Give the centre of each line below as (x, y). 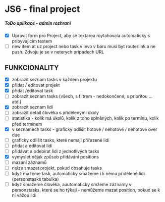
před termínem (27, 124)
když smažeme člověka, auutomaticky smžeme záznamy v (72, 185)
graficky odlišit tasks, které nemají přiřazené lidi (60, 140)
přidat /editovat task (32, 91)
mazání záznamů (29, 162)
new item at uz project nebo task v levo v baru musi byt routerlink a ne (83, 47)
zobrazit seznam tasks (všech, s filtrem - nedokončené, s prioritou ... (82, 96)
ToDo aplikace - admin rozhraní (38, 23)
